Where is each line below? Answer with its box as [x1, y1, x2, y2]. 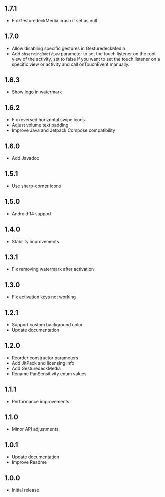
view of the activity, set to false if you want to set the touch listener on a [11, 56, 160, 62]
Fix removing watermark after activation [11, 266, 94, 272]
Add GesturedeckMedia [11, 365, 61, 371]
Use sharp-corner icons [11, 183, 61, 189]
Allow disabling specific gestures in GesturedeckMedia [11, 45, 125, 51]
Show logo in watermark [11, 89, 62, 95]
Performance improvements [11, 398, 70, 404]
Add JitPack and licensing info [11, 360, 75, 366]
